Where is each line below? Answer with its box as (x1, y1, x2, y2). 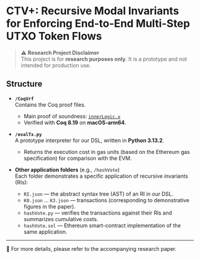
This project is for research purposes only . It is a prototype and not (20, 55, 187, 62)
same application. (23, 228, 67, 235)
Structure (6, 79, 43, 89)
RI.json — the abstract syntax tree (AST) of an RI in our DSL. (23, 190, 174, 197)
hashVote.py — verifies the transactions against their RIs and (23, 209, 173, 216)
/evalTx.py (14, 131, 42, 137)
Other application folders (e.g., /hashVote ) (14, 166, 120, 173)
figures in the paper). (23, 203, 76, 210)
